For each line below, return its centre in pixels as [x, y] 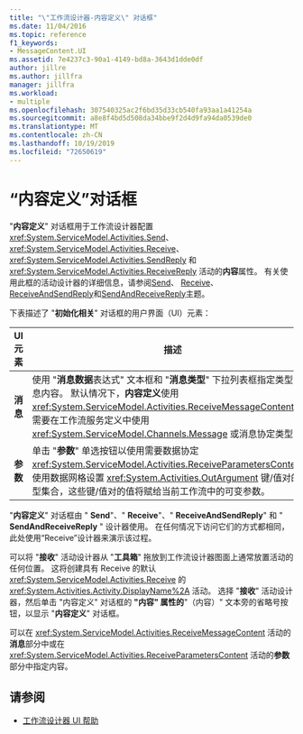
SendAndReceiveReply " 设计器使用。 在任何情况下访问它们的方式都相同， [150, 526]
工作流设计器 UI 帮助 [60, 720]
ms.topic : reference [48, 34]
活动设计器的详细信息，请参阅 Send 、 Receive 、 [129, 282]
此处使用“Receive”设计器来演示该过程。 [83, 537]
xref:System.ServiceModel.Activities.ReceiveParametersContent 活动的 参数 [150, 655]
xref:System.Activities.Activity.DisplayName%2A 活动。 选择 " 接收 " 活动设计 [151, 591]
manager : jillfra [42, 85]
